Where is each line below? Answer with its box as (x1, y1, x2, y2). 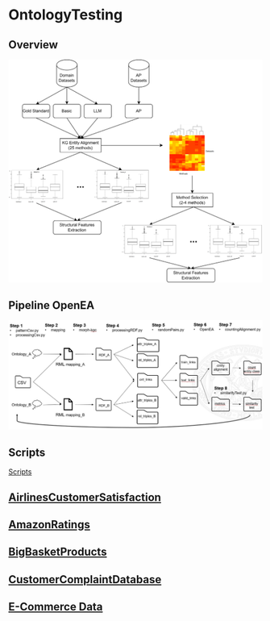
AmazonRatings (8, 518, 90, 531)
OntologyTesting (8, 6, 123, 24)
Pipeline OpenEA (8, 298, 95, 312)
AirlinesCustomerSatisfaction (8, 490, 161, 504)
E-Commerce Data (8, 600, 103, 614)
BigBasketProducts (8, 545, 107, 559)
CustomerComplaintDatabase (8, 573, 162, 586)
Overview (8, 38, 59, 52)
